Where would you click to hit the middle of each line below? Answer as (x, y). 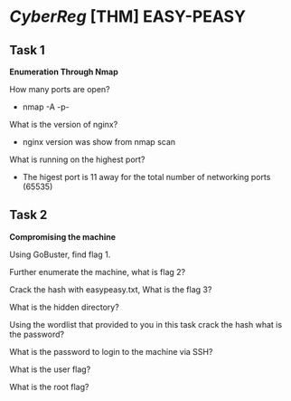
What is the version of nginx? (64, 124)
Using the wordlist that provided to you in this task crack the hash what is (146, 324)
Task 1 (27, 50)
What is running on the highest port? (77, 159)
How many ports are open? (60, 89)
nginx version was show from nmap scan (99, 142)
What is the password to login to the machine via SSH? (111, 351)
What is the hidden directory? (64, 307)
